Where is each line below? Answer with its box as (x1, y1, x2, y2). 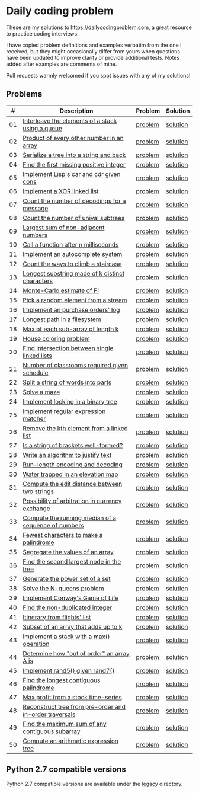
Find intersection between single (23, 344, 114, 352)
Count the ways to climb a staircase (23, 260, 123, 268)
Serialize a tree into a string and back (23, 151, 126, 159)
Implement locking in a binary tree (23, 397, 117, 405)
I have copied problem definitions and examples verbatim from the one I (6, 41, 182, 49)
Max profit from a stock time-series (23, 693, 123, 701)
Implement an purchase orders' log (23, 305, 120, 314)
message (23, 204, 49, 212)
